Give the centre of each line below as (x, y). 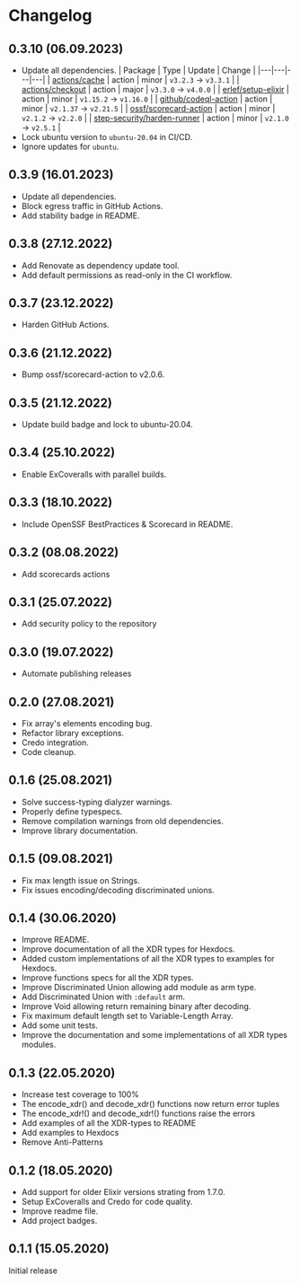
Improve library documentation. (79, 830)
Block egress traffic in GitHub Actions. (92, 206)
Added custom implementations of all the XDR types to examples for (148, 959)
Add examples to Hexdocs (70, 1133)
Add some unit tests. (60, 1025)
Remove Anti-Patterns (62, 1142)
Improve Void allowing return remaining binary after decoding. (136, 1006)
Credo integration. (55, 743)
